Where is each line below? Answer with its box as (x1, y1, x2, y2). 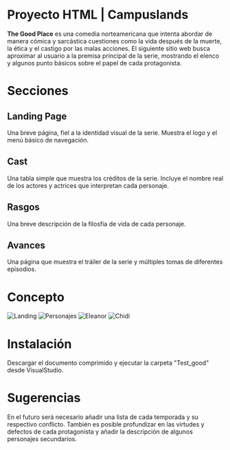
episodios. (7, 265, 36, 273)
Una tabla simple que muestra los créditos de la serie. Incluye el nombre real (7, 174, 224, 182)
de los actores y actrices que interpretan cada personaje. (7, 181, 170, 189)
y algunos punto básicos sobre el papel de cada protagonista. (7, 58, 182, 67)
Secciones (7, 83, 69, 99)
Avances (7, 239, 46, 251)
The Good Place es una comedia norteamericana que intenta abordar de (7, 30, 213, 38)
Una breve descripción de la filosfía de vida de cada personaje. (7, 219, 186, 228)
